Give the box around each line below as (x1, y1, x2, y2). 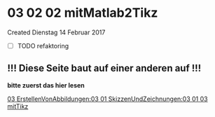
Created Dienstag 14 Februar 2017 (7, 28, 106, 36)
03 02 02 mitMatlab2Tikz (7, 5, 158, 21)
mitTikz (7, 102, 29, 110)
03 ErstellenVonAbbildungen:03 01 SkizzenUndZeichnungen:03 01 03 (7, 95, 208, 103)
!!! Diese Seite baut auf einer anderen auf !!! (7, 62, 202, 74)
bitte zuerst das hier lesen (7, 81, 85, 89)
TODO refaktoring (17, 41, 69, 50)
